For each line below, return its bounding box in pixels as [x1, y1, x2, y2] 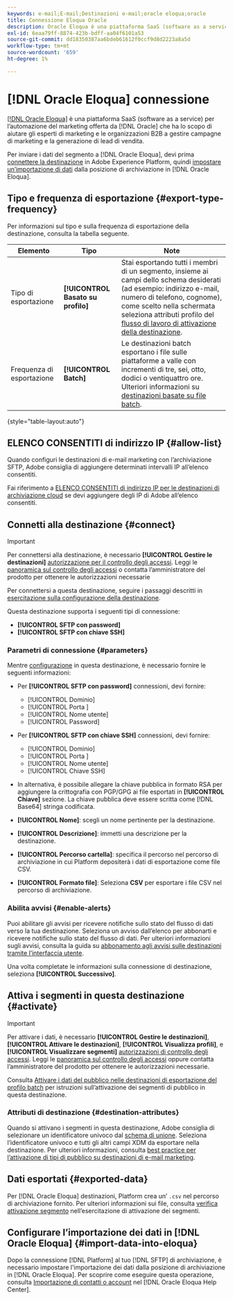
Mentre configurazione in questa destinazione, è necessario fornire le [7, 661, 207, 670]
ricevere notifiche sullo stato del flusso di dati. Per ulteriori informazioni [7, 933, 212, 942]
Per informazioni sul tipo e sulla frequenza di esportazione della [7, 222, 189, 230]
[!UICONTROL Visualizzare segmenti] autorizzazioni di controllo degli [7, 1048, 209, 1056]
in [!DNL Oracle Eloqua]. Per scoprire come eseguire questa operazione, [7, 1271, 214, 1279]
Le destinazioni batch [121, 338, 191, 348]
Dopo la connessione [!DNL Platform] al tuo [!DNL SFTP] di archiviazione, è [7, 1256, 222, 1265]
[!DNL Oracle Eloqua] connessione [7, 91, 209, 107]
